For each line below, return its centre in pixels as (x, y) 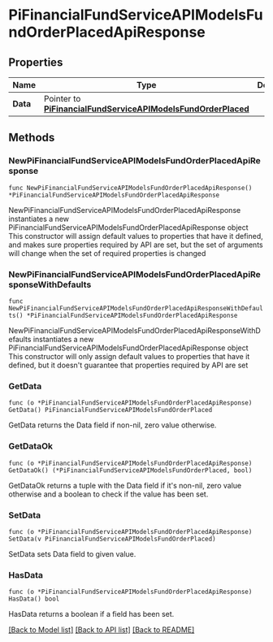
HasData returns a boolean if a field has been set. (91, 614)
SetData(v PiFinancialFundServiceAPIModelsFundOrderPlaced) (113, 539)
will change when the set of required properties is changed (107, 253)
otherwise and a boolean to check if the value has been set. (108, 494)
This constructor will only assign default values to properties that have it (129, 356)
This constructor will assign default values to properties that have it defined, (136, 236)
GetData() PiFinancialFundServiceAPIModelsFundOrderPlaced (110, 410)
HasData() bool (34, 599)
